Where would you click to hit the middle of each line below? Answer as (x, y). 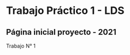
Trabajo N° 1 (21, 46)
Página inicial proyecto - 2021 (61, 32)
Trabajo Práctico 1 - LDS (65, 11)
